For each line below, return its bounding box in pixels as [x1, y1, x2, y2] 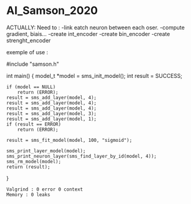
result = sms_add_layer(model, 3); [6, 110, 97, 116]
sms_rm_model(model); [6, 158, 62, 164]
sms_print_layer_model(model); [6, 147, 86, 154]
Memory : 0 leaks [6, 191, 51, 198]
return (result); [6, 164, 51, 170]
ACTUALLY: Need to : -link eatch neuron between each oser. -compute [6, 24, 185, 31]
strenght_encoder [6, 37, 51, 44]
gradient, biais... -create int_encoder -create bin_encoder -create [6, 30, 170, 37]
